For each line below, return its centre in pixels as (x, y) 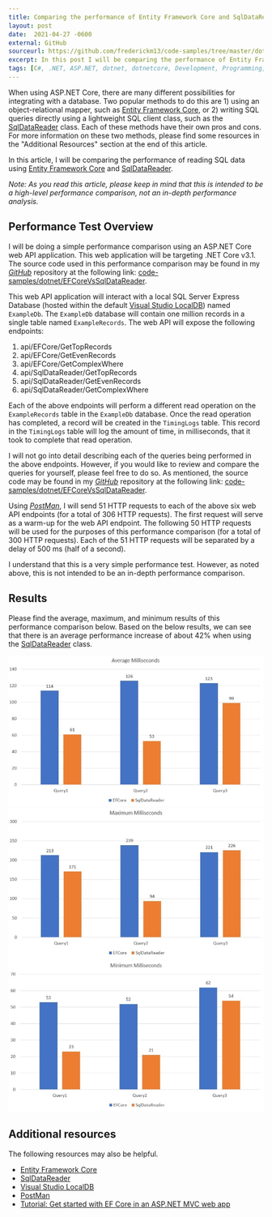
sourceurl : (27, 51)
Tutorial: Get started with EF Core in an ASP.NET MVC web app (125, 1204)
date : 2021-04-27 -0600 (50, 34)
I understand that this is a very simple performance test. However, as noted (134, 564)
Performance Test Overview (81, 227)
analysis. (23, 201)
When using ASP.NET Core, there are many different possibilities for (122, 92)
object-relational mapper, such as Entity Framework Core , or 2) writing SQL (134, 109)
